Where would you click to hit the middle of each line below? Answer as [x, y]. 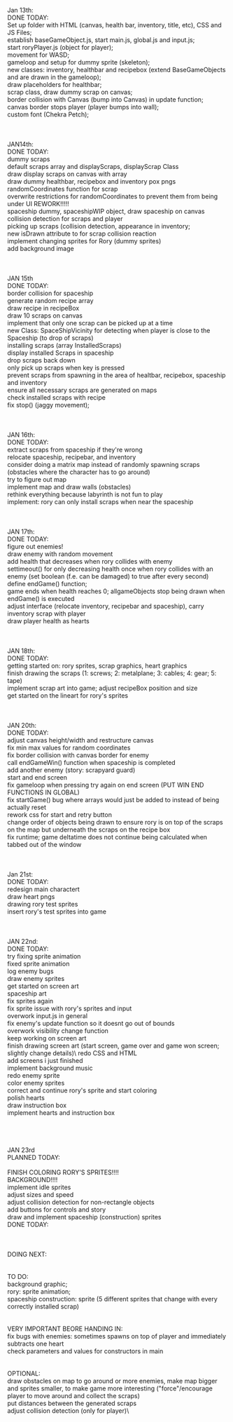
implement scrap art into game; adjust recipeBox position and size [103, 688]
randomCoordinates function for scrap [63, 189]
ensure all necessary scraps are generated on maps [82, 390]
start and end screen [37, 777]
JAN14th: [20, 144]
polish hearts [26, 1098]
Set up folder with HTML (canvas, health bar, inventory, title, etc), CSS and [114, 25]
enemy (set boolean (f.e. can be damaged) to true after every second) [108, 576]
